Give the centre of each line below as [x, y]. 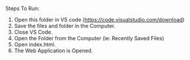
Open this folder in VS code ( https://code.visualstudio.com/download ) [99, 20]
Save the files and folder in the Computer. [65, 26]
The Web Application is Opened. [53, 51]
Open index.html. [35, 44]
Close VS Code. [33, 32]
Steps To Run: [22, 8]
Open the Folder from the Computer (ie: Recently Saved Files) [89, 38]
